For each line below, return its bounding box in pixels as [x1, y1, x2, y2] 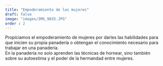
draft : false [5, 12, 32, 17]
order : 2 [5, 21, 26, 26]
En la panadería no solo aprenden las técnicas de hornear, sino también [5, 50, 151, 56]
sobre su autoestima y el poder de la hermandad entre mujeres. [5, 55, 134, 62]
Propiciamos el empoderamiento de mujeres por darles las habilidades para [5, 34, 159, 40]
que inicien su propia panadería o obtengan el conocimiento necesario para [5, 40, 159, 46]
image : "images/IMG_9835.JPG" [5, 16, 67, 21]
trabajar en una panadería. [5, 45, 59, 51]
